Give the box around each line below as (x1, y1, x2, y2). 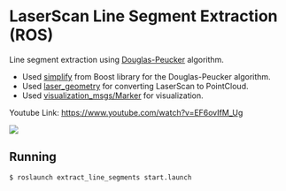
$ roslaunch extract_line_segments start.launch (9, 172, 192, 182)
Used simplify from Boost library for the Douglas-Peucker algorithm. (21, 71, 272, 81)
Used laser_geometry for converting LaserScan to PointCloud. (21, 80, 249, 91)
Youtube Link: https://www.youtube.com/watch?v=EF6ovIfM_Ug (9, 107, 243, 118)
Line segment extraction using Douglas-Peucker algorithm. (9, 54, 224, 65)
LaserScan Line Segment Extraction (9, 6, 278, 27)
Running (9, 149, 58, 164)
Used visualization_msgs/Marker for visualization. (21, 90, 204, 101)
